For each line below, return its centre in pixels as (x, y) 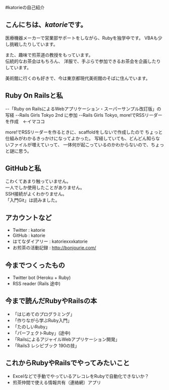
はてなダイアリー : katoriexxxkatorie (50, 241)
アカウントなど (29, 217)
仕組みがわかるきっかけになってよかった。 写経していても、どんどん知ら (80, 138)
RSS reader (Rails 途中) (36, 284)
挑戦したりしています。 (33, 44)
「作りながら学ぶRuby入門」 (42, 320)
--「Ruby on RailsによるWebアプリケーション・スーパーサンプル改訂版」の (83, 109)
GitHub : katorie (29, 235)
